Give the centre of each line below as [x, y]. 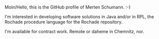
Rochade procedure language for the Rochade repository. [64, 22]
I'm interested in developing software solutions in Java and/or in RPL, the [79, 17]
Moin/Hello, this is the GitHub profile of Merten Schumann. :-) [68, 7]
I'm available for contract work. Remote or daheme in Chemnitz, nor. [75, 31]
